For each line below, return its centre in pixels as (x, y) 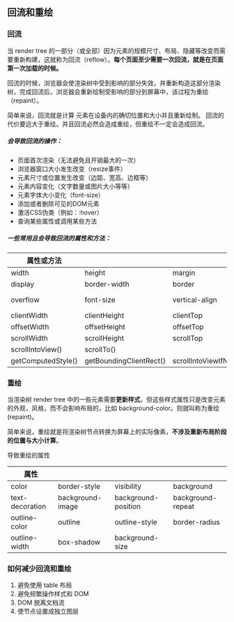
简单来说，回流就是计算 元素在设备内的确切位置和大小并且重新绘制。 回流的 (116, 115)
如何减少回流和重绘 (39, 568)
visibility (128, 486)
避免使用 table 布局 (45, 585)
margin (184, 273)
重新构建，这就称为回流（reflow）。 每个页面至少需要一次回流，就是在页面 (118, 59)
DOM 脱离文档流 (41, 602)
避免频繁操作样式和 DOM (53, 594)
